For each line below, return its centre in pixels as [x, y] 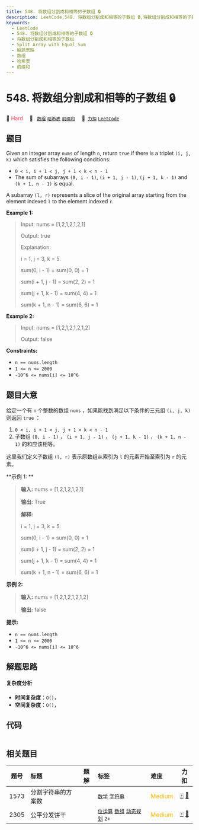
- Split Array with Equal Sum [49, 45]
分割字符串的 [48, 792]
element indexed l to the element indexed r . [60, 202]
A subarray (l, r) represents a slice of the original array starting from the [96, 195]
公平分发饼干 [48, 815]
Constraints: [22, 351]
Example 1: [20, 213]
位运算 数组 [111, 812]
